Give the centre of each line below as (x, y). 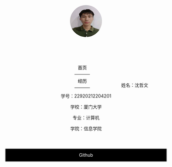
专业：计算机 (86, 118)
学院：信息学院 (86, 128)
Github (86, 155)
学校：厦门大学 (86, 107)
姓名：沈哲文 (135, 85)
